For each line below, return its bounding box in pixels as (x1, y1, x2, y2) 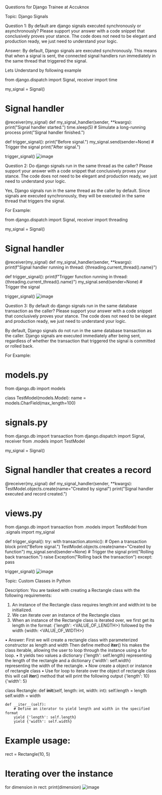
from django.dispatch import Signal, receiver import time (5, 77, 118, 82)
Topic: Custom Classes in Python (5, 578, 71, 584)
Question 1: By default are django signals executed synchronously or (5, 23, 141, 29)
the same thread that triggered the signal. (5, 58, 88, 64)
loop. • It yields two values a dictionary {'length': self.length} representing (5, 652, 152, 658)
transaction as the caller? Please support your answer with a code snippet (5, 308, 152, 314)
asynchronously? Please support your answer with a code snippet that (5, 28, 145, 33)
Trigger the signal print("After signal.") (5, 144, 81, 150)
